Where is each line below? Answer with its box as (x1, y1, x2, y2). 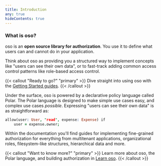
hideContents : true (5, 16, 45, 21)
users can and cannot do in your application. (5, 48, 95, 54)
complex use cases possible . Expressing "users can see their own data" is (5, 103, 154, 109)
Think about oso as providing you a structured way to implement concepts (5, 58, 154, 64)
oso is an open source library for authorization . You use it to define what (5, 43, 153, 49)
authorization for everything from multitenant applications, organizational (5, 136, 152, 142)
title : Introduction (5, 7, 47, 12)
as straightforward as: (5, 108, 49, 113)
